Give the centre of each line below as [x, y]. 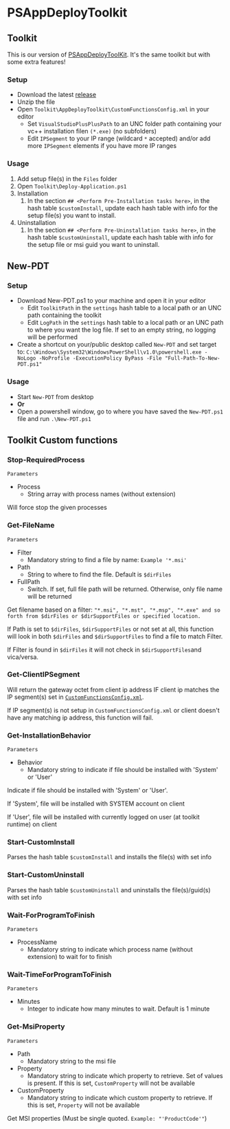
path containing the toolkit [64, 315]
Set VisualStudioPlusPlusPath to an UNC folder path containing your [124, 124]
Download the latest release [57, 95]
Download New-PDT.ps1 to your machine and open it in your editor [111, 301]
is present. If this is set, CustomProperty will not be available [111, 1083]
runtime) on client [32, 824]
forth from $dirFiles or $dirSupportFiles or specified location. [104, 616]
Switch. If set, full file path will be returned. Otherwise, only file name [125, 589]
